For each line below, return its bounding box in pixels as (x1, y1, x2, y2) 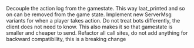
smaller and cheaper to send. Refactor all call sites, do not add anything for (6, 29, 188, 36)
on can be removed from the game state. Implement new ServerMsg (6, 11, 172, 18)
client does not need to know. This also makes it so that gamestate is (6, 23, 173, 30)
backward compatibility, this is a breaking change (6, 36, 126, 42)
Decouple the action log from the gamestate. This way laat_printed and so (6, 5, 185, 12)
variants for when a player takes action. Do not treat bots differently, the (6, 17, 180, 24)
